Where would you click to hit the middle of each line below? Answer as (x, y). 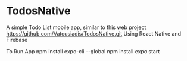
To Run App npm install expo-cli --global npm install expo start (83, 51)
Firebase (17, 40)
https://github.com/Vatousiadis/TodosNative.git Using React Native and (94, 33)
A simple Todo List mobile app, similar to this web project (76, 27)
